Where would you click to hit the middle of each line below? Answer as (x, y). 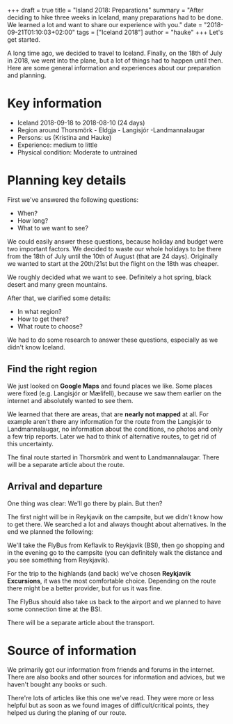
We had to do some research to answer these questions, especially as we (113, 340)
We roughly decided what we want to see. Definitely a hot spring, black (109, 277)
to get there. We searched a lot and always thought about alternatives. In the (117, 524)
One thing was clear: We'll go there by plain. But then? (85, 503)
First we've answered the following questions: (73, 199)
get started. (24, 40)
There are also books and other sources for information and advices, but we (116, 677)
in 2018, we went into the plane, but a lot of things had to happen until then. (115, 61)
